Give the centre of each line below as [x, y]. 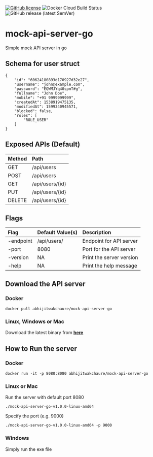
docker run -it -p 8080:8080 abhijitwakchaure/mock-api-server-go [77, 374]
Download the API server [45, 284]
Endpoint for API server [110, 241]
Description [97, 233]
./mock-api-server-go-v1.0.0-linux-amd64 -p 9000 [59, 426]
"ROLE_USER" [36, 120]
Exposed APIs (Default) [43, 144]
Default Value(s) [57, 233]
